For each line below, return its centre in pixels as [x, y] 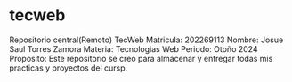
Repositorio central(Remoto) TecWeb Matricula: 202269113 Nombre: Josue [146, 40]
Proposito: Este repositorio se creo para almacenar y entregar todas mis [141, 58]
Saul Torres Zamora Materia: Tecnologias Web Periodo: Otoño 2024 [134, 48]
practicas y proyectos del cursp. [69, 68]
